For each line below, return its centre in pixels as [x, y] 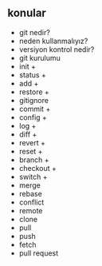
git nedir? [35, 32]
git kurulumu [40, 58]
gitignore [34, 100]
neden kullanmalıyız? [53, 41]
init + [27, 66]
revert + [32, 142]
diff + [28, 134]
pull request [39, 253]
